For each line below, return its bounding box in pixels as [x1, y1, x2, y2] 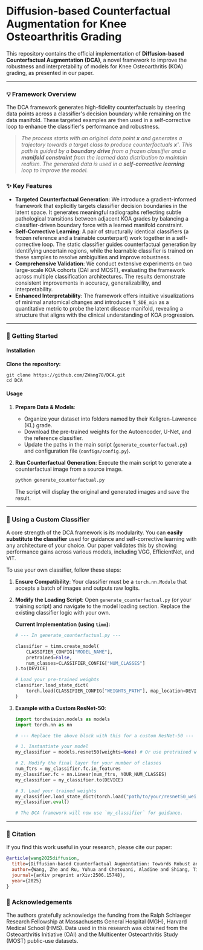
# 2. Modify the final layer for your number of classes [14, 760, 162, 766]
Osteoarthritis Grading [6, 30, 122, 44]
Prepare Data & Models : [14, 403, 76, 410]
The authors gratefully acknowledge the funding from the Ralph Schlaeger [6, 911, 192, 919]
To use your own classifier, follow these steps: [6, 566, 121, 574]
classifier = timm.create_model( [14, 643, 100, 649]
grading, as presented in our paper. [6, 69, 94, 76]
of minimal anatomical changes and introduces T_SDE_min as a [14, 298, 169, 306]
